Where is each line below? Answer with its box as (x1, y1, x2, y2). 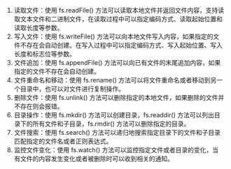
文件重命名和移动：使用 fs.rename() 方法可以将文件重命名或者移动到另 (13, 76, 217, 84)
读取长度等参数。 (13, 24, 64, 31)
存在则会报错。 (20, 102, 64, 110)
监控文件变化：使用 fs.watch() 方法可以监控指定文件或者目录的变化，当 (13, 146, 219, 154)
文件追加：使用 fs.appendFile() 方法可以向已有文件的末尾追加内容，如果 (13, 59, 221, 66)
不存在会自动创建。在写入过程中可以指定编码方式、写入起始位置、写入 (20, 41, 223, 49)
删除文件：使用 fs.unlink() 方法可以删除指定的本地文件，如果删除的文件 (13, 94, 218, 101)
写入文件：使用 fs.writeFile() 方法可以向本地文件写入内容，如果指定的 (13, 32, 213, 41)
